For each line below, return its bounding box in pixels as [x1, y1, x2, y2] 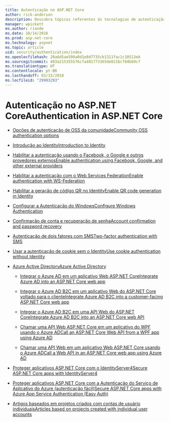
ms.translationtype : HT [5, 64, 55, 69]
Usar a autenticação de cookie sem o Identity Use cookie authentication [12, 248, 161, 254]
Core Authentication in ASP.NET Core [5, 110, 163, 122]
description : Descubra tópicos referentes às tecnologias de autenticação [5, 17, 165, 22]
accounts [12, 411, 32, 417]
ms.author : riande [5, 26, 44, 31]
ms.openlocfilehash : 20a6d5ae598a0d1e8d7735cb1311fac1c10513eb [5, 54, 141, 60]
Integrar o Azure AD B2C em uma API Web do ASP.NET [20, 308, 135, 314]
